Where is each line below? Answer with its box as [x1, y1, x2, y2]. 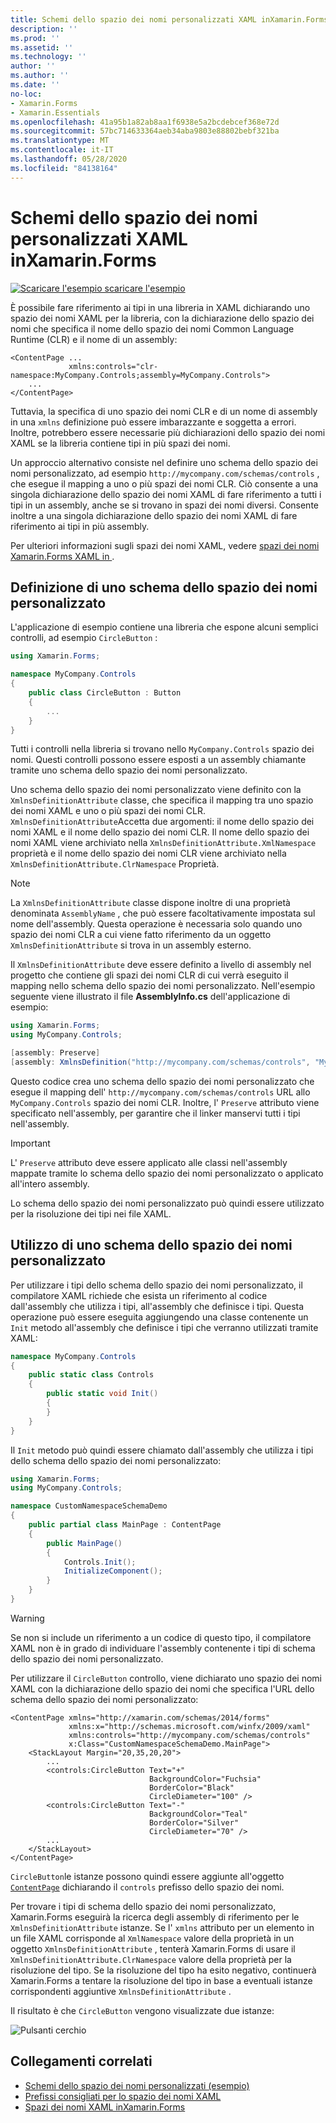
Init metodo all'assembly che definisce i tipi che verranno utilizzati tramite [10, 1321, 319, 1333]
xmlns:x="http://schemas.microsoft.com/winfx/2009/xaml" [68, 1721, 311, 1731]
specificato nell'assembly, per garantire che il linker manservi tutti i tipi [10, 1107, 301, 1119]
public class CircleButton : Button [28, 688, 182, 698]
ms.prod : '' [10, 33, 60, 43]
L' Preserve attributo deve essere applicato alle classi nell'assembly [10, 1156, 288, 1168]
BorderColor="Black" [148, 1782, 235, 1793]
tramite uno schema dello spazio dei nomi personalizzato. [10, 764, 248, 776]
